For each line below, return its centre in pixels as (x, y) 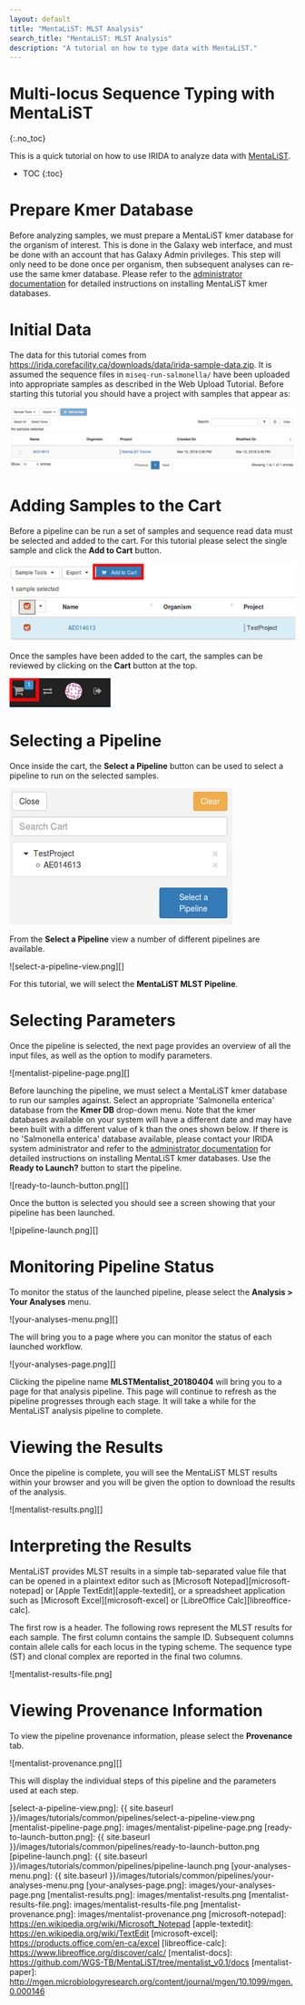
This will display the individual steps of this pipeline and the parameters (143, 1781)
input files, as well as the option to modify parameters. (111, 1055)
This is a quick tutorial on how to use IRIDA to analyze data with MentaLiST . (150, 156)
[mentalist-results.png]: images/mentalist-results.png (147, 1894)
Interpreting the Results (101, 1546)
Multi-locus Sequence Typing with (142, 94)
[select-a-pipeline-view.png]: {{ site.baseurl (92, 1808)
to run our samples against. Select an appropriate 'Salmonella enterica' (142, 1100)
